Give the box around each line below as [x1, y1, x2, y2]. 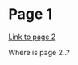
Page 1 [8, 5, 53, 24]
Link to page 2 [8, 32, 56, 41]
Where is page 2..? [8, 47, 70, 57]
